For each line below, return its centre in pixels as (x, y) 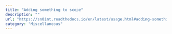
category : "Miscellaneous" (34, 24)
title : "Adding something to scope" (44, 10)
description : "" (23, 14)
